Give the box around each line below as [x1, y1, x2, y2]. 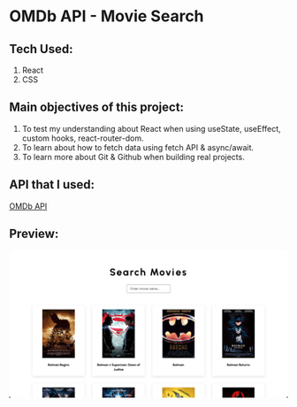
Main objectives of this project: [9, 100, 184, 115]
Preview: [9, 227, 59, 242]
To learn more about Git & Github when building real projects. [21, 151, 245, 162]
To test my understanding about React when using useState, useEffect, [21, 123, 281, 134]
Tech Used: [9, 42, 73, 57]
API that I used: [9, 177, 95, 192]
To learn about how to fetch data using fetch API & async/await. [21, 142, 255, 152]
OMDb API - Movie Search [9, 6, 205, 27]
